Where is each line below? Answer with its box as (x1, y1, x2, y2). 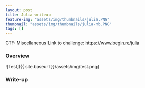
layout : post (5, 7, 33, 13)
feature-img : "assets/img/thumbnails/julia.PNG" (5, 17, 110, 22)
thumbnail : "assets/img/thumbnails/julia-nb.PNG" (5, 21, 112, 27)
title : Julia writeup (5, 12, 51, 17)
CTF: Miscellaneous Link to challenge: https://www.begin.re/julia (5, 40, 140, 46)
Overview (5, 52, 30, 59)
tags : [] (5, 26, 24, 31)
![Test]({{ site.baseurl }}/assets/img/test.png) (5, 64, 100, 70)
